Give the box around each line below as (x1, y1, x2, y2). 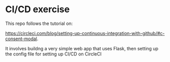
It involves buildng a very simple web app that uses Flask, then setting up (5, 45, 159, 51)
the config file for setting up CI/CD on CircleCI (5, 51, 101, 57)
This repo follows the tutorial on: (5, 20, 73, 26)
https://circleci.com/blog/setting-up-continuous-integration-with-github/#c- (5, 30, 165, 36)
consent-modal (5, 36, 37, 42)
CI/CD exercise (5, 4, 70, 15)
